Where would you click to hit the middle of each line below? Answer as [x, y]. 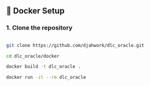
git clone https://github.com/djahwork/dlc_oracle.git [75, 45]
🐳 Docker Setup [36, 11]
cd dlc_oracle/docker [33, 56]
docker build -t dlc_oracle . [44, 67]
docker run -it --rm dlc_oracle [46, 78]
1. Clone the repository [39, 28]
